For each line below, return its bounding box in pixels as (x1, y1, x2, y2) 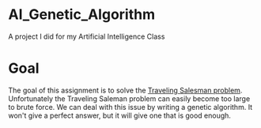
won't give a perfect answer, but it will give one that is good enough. (8, 111, 232, 120)
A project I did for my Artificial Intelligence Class (8, 32, 165, 41)
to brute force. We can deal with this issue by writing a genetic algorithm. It (8, 102, 253, 111)
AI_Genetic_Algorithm (8, 6, 156, 24)
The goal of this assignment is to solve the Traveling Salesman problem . (8, 85, 243, 95)
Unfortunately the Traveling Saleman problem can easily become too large (8, 93, 251, 104)
